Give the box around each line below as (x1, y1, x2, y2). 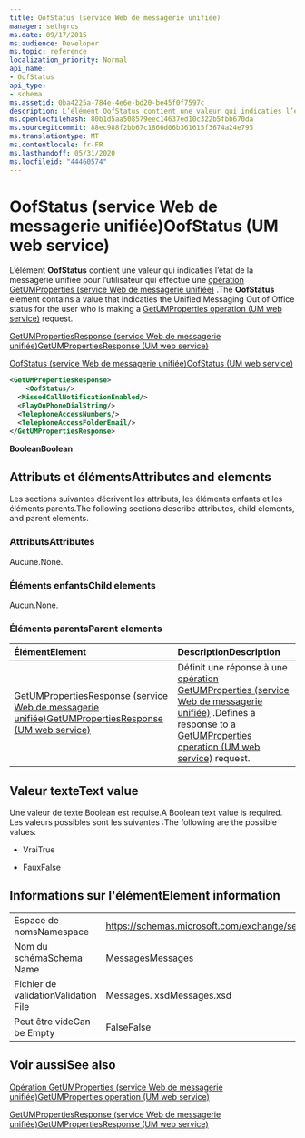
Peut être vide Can (14, 1015, 91, 1028)
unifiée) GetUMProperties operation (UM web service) (9, 1091, 211, 1102)
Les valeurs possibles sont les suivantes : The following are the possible (9, 817, 277, 828)
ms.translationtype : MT (9, 132, 100, 141)
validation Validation (14, 989, 97, 1002)
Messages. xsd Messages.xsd (105, 989, 231, 1002)
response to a (177, 718, 236, 730)
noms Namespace (14, 925, 89, 938)
